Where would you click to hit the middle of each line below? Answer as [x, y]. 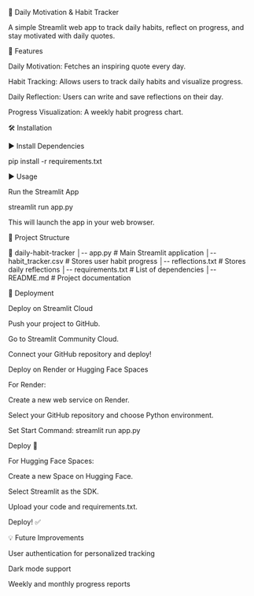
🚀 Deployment [31, 293]
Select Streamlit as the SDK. [54, 491]
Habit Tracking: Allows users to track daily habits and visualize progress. [126, 81]
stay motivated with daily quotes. [62, 36]
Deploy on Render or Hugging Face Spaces [78, 369]
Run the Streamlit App [44, 192]
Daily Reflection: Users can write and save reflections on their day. [116, 97]
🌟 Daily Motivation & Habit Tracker [64, 12]
